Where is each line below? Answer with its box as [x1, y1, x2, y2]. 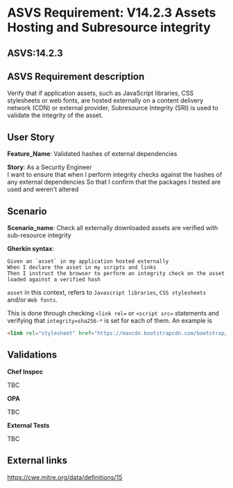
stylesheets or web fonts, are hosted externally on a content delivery [7, 96, 204, 105]
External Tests [7, 421, 50, 429]
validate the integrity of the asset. [7, 111, 103, 119]
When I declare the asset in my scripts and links [7, 264, 157, 271]
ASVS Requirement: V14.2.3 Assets [7, 5, 216, 21]
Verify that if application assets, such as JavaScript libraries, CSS [7, 89, 194, 98]
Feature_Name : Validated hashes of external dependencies [7, 150, 178, 158]
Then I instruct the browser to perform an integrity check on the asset [7, 270, 225, 277]
